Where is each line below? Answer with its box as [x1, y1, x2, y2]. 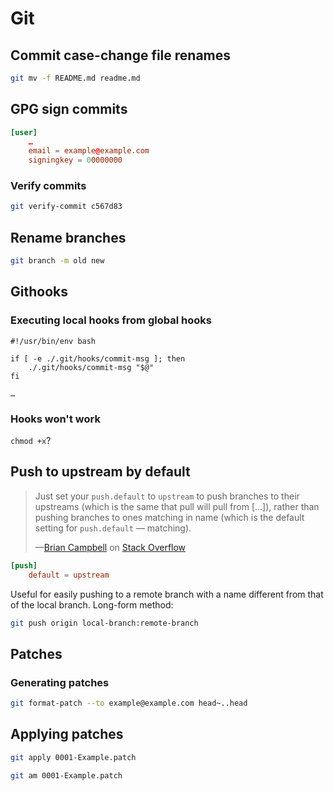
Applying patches [10, 726, 124, 743]
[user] [10, 127, 38, 137]
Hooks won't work [10, 412, 101, 426]
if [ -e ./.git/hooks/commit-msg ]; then [10, 353, 186, 364]
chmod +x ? [10, 435, 52, 447]
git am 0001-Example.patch [10, 770, 123, 781]
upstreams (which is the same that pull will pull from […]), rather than [34, 500, 320, 512]
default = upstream [28, 570, 110, 580]
